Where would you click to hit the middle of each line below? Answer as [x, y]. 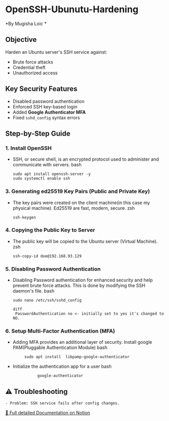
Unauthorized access [35, 73]
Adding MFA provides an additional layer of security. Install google [82, 342]
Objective [21, 40]
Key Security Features [41, 89]
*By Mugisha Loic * [26, 24]
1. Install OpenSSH [29, 148]
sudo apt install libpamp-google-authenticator [77, 357]
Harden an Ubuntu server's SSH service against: [56, 52]
